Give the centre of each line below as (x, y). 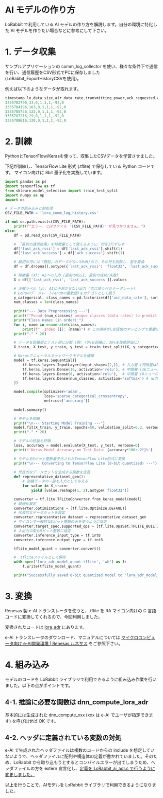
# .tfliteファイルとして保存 (40, 557)
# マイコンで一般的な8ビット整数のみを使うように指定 (60, 522)
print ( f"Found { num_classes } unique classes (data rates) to (77, 316)
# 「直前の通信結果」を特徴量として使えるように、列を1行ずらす (69, 244)
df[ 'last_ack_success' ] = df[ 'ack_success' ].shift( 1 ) (69, 253)
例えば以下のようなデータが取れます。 (43, 89)
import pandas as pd (26, 182)
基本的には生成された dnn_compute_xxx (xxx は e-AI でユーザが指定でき (77, 715)
